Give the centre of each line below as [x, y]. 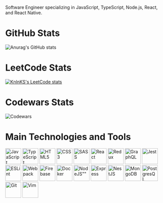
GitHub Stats [33, 33]
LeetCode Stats [38, 68]
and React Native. [24, 13]
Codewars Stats [40, 102]
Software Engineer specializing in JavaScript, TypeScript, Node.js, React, [81, 7]
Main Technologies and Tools [68, 137]
